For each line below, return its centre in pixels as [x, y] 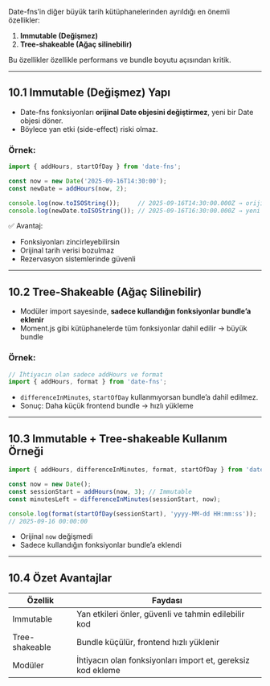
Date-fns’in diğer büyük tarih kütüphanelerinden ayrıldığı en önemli [119, 12]
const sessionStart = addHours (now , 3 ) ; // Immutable [100, 491]
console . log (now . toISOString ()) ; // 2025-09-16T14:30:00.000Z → [125, 203]
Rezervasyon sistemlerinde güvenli [78, 259]
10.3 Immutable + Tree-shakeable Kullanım [118, 439]
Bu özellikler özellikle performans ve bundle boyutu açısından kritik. [120, 60]
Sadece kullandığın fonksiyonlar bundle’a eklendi [101, 545]
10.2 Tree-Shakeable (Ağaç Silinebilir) [105, 292]
